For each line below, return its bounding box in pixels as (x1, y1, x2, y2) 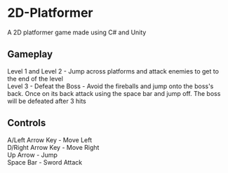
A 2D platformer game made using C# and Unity (7, 28, 147, 36)
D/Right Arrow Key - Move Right (7, 143, 100, 151)
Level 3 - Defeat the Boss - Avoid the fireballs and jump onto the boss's (7, 82, 214, 90)
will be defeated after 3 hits (7, 97, 86, 105)
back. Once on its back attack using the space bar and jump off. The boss (7, 89, 221, 97)
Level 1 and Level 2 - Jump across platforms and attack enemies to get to (7, 67, 220, 75)
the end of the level (7, 74, 63, 83)
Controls (7, 117, 46, 129)
